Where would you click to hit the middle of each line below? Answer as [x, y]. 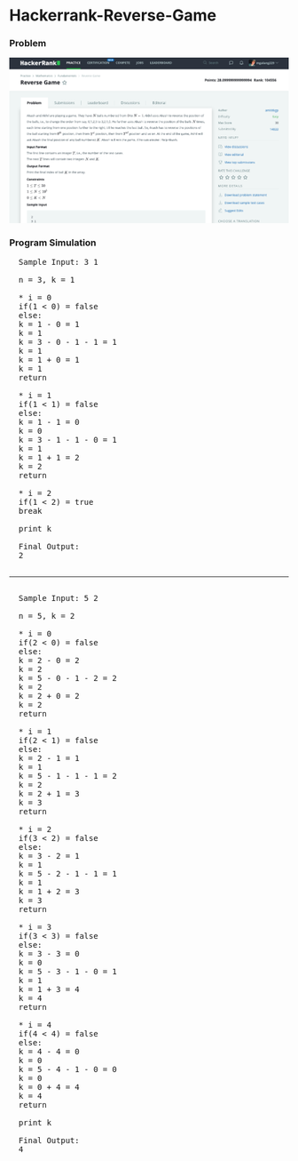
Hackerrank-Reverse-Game [113, 16]
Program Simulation [53, 243]
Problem [28, 44]
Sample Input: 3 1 [59, 262]
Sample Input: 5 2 [59, 598]
